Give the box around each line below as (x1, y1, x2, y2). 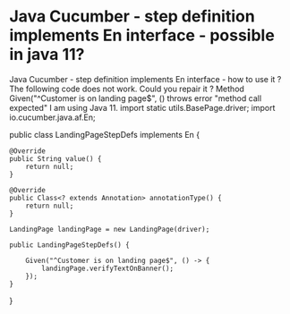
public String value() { (9, 154, 102, 163)
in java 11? (9, 45, 85, 64)
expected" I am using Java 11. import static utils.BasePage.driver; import (9, 102, 276, 113)
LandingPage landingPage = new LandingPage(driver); (9, 225, 210, 233)
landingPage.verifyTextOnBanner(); (41, 264, 175, 273)
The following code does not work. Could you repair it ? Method (9, 83, 244, 94)
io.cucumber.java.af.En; (9, 112, 96, 123)
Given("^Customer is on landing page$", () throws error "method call (9, 92, 262, 104)
